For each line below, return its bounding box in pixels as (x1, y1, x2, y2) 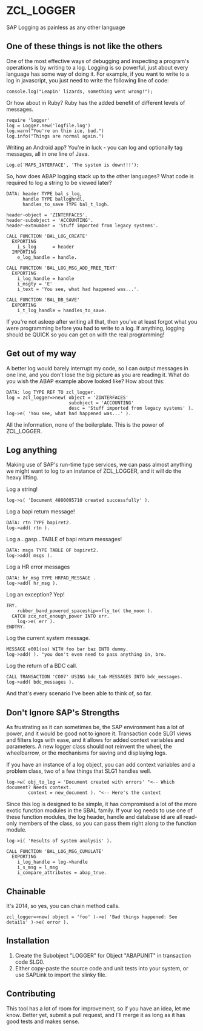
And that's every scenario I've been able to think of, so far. (6, 690, 153, 697)
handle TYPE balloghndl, (22, 196, 85, 202)
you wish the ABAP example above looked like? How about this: (6, 377, 165, 385)
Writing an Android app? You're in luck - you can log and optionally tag (6, 144, 183, 151)
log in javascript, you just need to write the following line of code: (6, 76, 169, 84)
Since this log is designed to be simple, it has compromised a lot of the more (6, 801, 198, 808)
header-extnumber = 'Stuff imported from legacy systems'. (6, 222, 159, 229)
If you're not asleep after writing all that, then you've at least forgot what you (6, 318, 198, 325)
